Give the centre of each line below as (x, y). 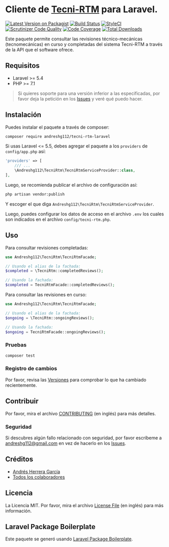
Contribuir (22, 401)
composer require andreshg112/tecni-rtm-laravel (58, 136)
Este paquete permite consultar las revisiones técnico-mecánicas (74, 39)
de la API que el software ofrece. (40, 49)
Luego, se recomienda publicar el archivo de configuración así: (71, 185)
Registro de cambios (31, 368)
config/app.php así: (25, 152)
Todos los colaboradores (39, 477)
